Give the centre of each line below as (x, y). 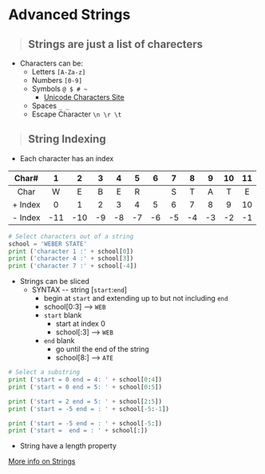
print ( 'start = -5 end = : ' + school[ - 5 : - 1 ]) (89, 409)
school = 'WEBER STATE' (48, 244)
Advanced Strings (69, 15)
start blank (63, 315)
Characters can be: (51, 63)
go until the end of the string (102, 350)
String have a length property (68, 446)
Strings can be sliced (55, 282)
